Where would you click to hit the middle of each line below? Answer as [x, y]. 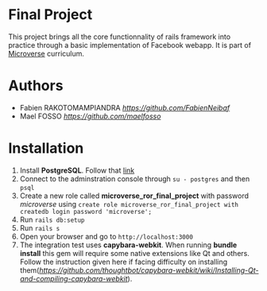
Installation [46, 148]
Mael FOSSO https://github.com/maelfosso [90, 116]
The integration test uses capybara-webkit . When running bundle [128, 245]
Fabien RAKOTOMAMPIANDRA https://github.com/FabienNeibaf [125, 107]
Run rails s [40, 227]
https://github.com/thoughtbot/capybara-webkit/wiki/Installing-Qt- [149, 270]
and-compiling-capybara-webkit [74, 278]
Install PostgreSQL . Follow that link [77, 170]
